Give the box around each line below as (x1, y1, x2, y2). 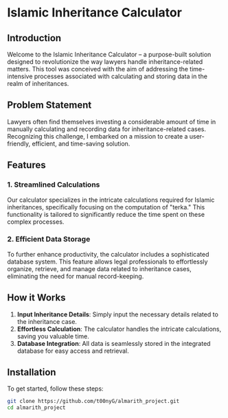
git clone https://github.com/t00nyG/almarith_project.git (7, 398, 180, 405)
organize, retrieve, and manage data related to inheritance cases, (7, 264, 192, 272)
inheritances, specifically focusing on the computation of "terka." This (7, 202, 205, 211)
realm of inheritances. (7, 80, 69, 87)
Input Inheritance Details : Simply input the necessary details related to (16, 310, 218, 318)
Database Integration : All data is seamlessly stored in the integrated (16, 339, 211, 347)
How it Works (7, 292, 66, 303)
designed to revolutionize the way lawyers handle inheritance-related (7, 58, 203, 66)
